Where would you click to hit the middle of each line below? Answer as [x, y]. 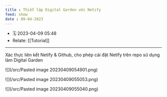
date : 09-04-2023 [24, 19]
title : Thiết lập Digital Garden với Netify [53, 10]
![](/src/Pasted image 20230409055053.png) [52, 80]
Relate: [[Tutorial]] [31, 41]
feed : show [16, 14]
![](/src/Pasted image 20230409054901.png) [51, 70]
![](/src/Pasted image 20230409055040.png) [52, 89]
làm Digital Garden [24, 60]
